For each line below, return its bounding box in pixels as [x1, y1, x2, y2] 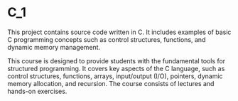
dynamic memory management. [7, 43, 101, 51]
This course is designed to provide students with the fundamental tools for [7, 56, 226, 65]
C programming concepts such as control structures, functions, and [7, 35, 206, 43]
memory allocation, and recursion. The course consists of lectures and [7, 79, 215, 87]
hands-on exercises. [7, 87, 67, 95]
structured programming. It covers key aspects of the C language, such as [7, 64, 225, 73]
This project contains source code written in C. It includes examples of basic [7, 28, 232, 36]
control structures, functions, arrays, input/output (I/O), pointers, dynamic [7, 72, 223, 80]
